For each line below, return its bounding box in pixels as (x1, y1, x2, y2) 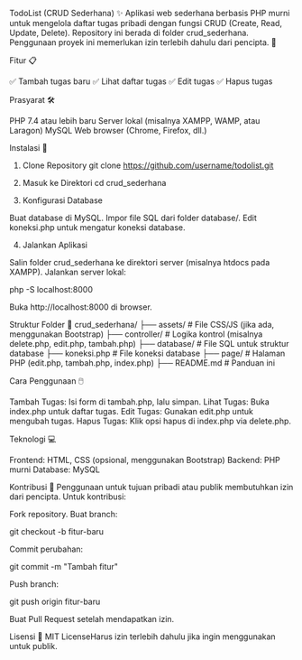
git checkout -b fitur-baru (9, 526, 105, 536)
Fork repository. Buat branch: (9, 509, 118, 519)
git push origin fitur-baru (9, 596, 101, 607)
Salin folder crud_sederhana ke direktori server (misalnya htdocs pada (9, 257, 270, 267)
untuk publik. (9, 641, 58, 651)
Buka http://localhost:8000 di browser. (9, 302, 153, 312)
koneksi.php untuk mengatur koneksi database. (9, 222, 186, 233)
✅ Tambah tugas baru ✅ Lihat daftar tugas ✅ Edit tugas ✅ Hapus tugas (9, 76, 273, 87)
